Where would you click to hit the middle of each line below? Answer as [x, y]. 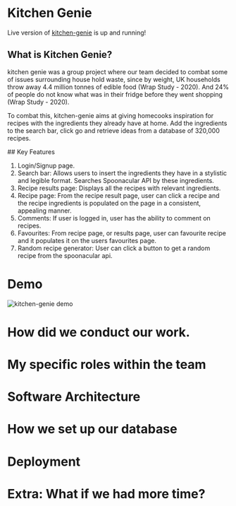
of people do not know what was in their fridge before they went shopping [115, 94]
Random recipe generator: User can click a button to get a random [114, 248]
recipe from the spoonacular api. [65, 255]
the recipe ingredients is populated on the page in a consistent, [109, 203]
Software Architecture [74, 397]
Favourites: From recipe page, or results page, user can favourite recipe [122, 233]
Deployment [44, 461]
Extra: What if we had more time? [106, 494]
